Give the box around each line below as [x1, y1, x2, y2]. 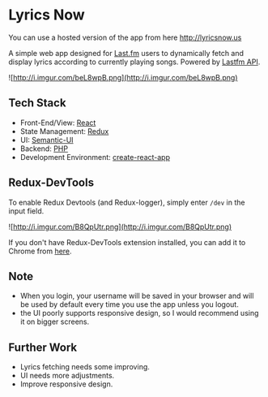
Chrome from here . [8, 246, 72, 256]
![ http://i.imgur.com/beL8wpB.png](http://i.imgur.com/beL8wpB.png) [8, 72, 238, 82]
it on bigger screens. [19, 317, 90, 326]
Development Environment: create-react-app [19, 152, 171, 162]
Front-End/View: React [19, 118, 96, 127]
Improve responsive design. [19, 379, 113, 389]
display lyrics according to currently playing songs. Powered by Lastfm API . [8, 57, 261, 67]
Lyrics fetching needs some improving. [19, 362, 150, 372]
